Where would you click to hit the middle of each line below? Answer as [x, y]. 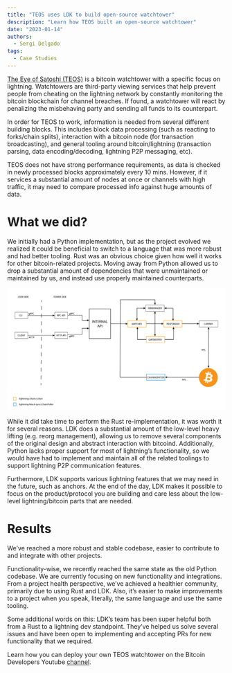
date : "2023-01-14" [35, 29]
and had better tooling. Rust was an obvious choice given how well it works [115, 255]
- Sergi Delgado [37, 44]
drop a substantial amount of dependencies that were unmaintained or [108, 271]
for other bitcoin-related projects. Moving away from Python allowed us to [113, 263]
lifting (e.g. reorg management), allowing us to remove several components [114, 436]
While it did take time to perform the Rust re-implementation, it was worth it [115, 421]
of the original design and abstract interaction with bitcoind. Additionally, [111, 443]
